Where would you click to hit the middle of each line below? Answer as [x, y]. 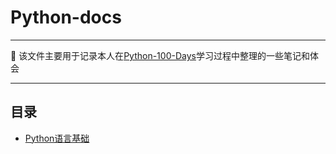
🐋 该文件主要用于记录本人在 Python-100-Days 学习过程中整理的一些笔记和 [160, 55]
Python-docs [66, 17]
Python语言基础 [57, 138]
